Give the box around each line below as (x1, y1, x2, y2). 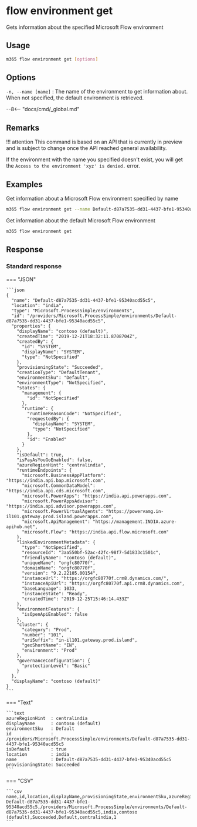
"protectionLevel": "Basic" (21, 663, 91, 669)
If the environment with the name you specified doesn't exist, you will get (6, 156, 183, 163)
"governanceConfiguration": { (16, 658, 91, 663)
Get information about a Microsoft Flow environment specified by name (6, 195, 179, 202)
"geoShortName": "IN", (21, 642, 77, 648)
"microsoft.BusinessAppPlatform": (21, 472, 107, 478)
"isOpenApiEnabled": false (21, 611, 88, 617)
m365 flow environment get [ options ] (6, 56, 98, 62)
